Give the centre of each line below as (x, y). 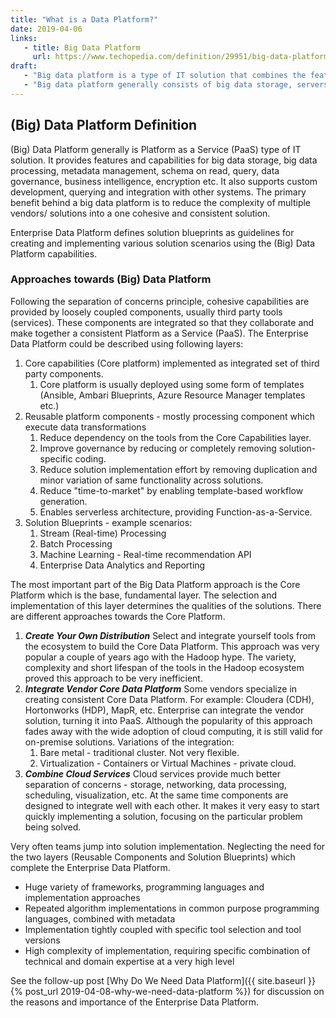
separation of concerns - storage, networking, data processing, (155, 784)
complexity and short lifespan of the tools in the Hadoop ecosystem (164, 667)
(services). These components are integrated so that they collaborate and (162, 322)
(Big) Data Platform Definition (104, 125)
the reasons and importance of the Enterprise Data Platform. (135, 1002)
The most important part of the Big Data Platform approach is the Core (155, 584)
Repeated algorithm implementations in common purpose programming (172, 908)
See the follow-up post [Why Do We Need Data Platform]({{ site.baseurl (158, 980)
